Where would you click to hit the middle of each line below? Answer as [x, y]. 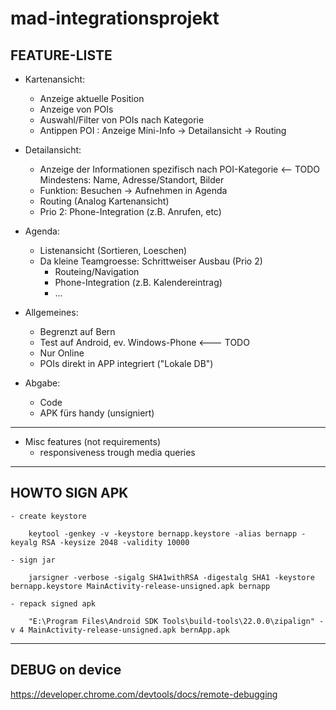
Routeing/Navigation [97, 271]
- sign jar [33, 560]
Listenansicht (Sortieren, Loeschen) [113, 250]
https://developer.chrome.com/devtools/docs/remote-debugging [144, 694]
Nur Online [62, 353]
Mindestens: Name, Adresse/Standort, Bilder [132, 180]
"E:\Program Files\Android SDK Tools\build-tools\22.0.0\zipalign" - [176, 621]
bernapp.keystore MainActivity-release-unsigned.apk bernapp [140, 586]
